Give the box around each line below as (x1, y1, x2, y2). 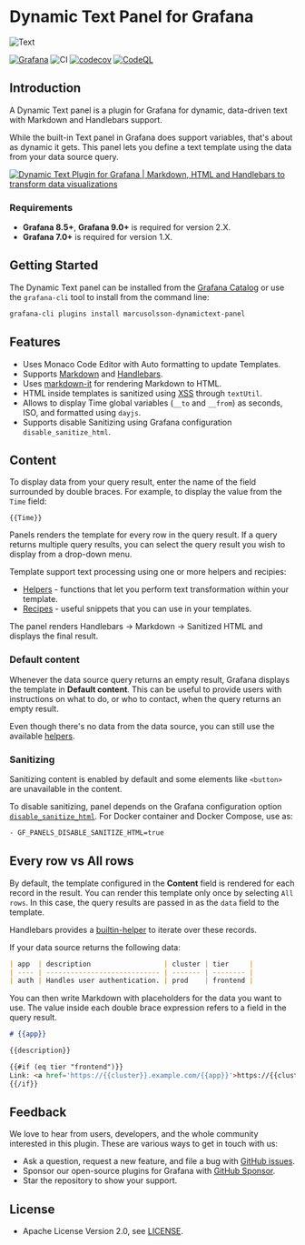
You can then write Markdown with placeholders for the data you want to (9, 993, 282, 1004)
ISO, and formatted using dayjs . (22, 407, 142, 417)
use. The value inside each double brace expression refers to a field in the (9, 1002, 287, 1013)
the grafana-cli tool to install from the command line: (9, 291, 210, 302)
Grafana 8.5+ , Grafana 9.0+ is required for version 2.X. (22, 222, 231, 233)
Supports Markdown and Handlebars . (22, 368, 163, 379)
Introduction (9, 80, 82, 96)
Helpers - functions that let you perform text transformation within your (22, 584, 290, 595)
